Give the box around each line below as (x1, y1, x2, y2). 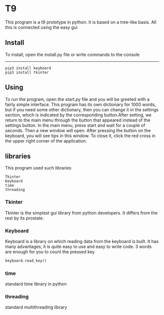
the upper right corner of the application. (5, 138, 87, 144)
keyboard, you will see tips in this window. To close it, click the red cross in (5, 133, 156, 139)
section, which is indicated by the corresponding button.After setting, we (5, 112, 152, 118)
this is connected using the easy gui (5, 24, 78, 30)
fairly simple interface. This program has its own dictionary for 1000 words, (5, 101, 156, 107)
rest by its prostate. (5, 215, 44, 221)
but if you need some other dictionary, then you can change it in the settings (5, 106, 159, 113)
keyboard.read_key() (5, 258, 47, 263)
